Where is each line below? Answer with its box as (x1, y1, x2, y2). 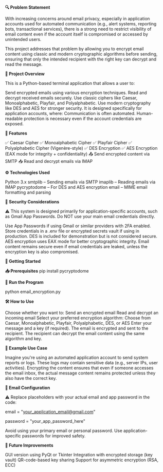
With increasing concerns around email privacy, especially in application (5, 16, 150, 21)
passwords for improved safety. (22, 433, 86, 438)
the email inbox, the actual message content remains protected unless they (5, 370, 156, 376)
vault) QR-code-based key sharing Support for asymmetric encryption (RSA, (5, 457, 159, 463)
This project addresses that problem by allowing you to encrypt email (5, 46, 144, 52)
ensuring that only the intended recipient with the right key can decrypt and (5, 56, 157, 62)
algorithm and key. (5, 336, 42, 341)
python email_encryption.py (5, 289, 61, 295)
